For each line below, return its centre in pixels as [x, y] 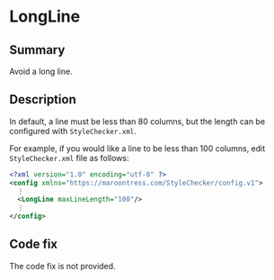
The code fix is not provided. [62, 266]
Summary [37, 50]
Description [43, 99]
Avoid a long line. [41, 71]
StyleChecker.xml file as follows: [69, 158]
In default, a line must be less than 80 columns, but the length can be [137, 121]
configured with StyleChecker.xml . [73, 131]
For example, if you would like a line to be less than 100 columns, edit [137, 148]
